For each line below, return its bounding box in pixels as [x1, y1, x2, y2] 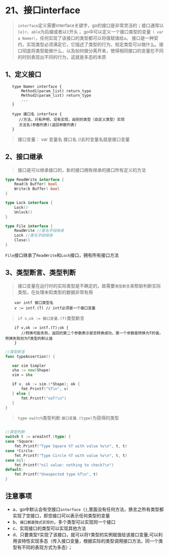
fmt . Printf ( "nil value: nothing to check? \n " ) [14, 462, 114, 467]
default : [5, 467, 24, 472]
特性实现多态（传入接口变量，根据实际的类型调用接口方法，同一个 [21, 538, 159, 544]
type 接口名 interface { [12, 111, 62, 116]
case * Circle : [5, 448, 35, 453]
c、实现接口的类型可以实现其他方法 [12, 525, 86, 531]
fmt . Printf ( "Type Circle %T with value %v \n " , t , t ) [14, 453, 128, 458]
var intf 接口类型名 [14, 300, 54, 305]
